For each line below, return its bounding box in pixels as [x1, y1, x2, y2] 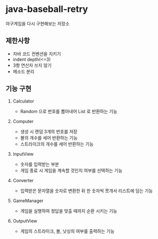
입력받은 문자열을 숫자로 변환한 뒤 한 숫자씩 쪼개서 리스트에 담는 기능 [20, 188, 153, 194]
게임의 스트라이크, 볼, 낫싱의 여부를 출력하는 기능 [20, 228, 115, 234]
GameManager [12, 198, 44, 204]
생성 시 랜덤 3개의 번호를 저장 [20, 128, 78, 134]
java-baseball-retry [5, 3, 88, 15]
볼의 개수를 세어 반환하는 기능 [20, 134, 78, 140]
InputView [12, 151, 34, 157]
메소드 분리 [12, 68, 35, 74]
